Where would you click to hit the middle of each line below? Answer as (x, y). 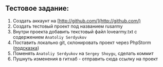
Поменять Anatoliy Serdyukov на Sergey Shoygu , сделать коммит (83, 53)
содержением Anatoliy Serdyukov (50, 37)
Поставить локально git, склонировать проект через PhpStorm (82, 42)
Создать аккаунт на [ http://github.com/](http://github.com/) (77, 20)
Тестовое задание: (37, 8)
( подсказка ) (26, 48)
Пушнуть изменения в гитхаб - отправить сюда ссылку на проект (85, 59)
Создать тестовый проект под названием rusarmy (68, 26)
